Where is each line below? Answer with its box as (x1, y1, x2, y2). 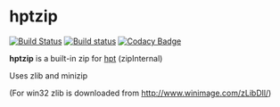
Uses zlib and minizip (9, 70, 87, 81)
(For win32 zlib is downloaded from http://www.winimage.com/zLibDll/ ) (9, 87, 272, 98)
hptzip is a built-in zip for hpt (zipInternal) (9, 53, 163, 63)
